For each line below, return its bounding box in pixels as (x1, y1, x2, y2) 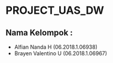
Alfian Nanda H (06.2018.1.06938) (14, 43, 98, 50)
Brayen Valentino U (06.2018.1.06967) (14, 50, 108, 57)
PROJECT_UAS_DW (5, 4, 105, 17)
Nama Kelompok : (5, 28, 73, 38)
